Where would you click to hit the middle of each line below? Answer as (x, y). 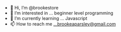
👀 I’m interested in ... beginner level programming (62, 13)
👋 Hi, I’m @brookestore (34, 8)
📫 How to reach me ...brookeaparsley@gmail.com (63, 24)
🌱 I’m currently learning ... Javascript (49, 18)
